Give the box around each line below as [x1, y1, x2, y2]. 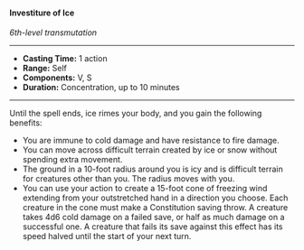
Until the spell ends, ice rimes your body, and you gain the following [9, 108, 262, 119]
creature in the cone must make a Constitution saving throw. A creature [22, 202, 289, 213]
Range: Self [22, 63, 68, 74]
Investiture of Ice [9, 7, 75, 18]
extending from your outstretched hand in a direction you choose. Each [22, 192, 289, 203]
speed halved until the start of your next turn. [22, 231, 192, 242]
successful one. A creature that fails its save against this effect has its [22, 221, 283, 232]
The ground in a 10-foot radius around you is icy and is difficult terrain [22, 163, 283, 175]
